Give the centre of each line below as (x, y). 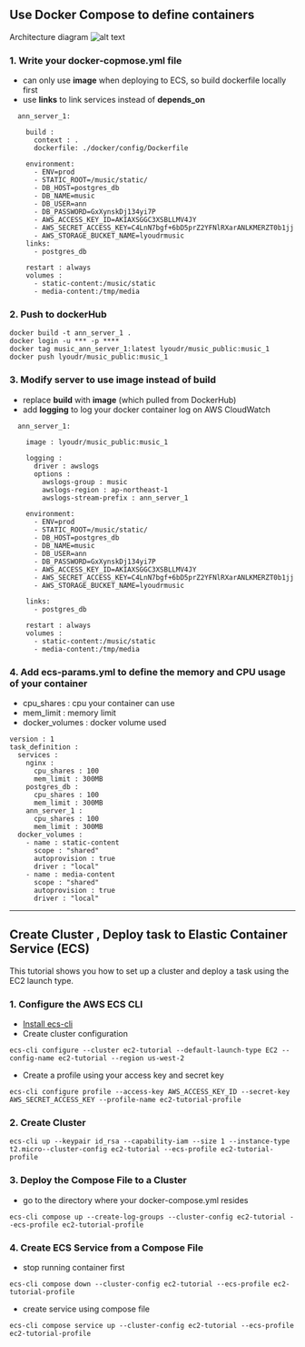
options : (52, 474)
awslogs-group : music (85, 481)
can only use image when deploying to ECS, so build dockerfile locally (154, 80)
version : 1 (32, 739)
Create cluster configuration (75, 1034)
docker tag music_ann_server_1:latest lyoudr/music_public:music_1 (140, 349)
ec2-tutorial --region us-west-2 (121, 1058)
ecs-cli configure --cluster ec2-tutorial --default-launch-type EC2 (144, 1050)
